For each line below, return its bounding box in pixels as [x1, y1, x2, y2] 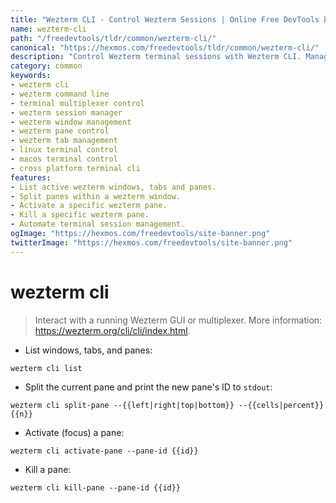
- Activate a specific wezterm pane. [10, 201, 168, 211]
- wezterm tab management [10, 136, 118, 146]
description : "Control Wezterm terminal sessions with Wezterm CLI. [10, 52, 302, 62]
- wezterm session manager [10, 107, 123, 118]
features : [10, 172, 52, 183]
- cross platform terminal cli [10, 163, 141, 173]
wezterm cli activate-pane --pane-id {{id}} [10, 446, 199, 456]
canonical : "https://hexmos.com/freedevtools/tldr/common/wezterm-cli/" [10, 42, 320, 53]
